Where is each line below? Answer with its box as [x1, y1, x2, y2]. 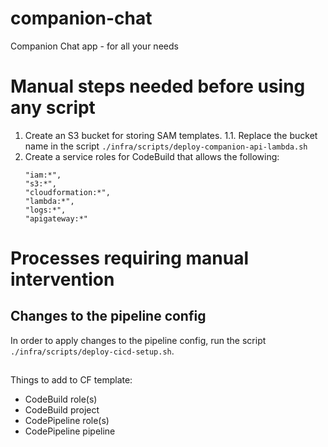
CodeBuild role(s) [24, 393, 98, 406]
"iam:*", [24, 170, 62, 180]
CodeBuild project [24, 404, 100, 416]
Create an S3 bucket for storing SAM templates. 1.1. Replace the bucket [24, 129, 318, 141]
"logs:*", [24, 205, 67, 215]
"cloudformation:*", [24, 187, 111, 197]
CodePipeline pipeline [24, 425, 116, 437]
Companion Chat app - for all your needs [10, 40, 179, 52]
